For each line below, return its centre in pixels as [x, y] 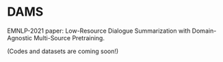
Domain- [204, 31]
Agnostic [20, 37]
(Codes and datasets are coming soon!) [63, 51]
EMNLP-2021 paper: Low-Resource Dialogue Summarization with [99, 31]
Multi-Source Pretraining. [69, 37]
